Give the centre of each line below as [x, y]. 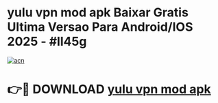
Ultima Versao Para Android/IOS [100, 27]
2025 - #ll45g [47, 42]
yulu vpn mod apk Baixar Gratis [98, 13]
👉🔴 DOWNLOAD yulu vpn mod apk [109, 89]
